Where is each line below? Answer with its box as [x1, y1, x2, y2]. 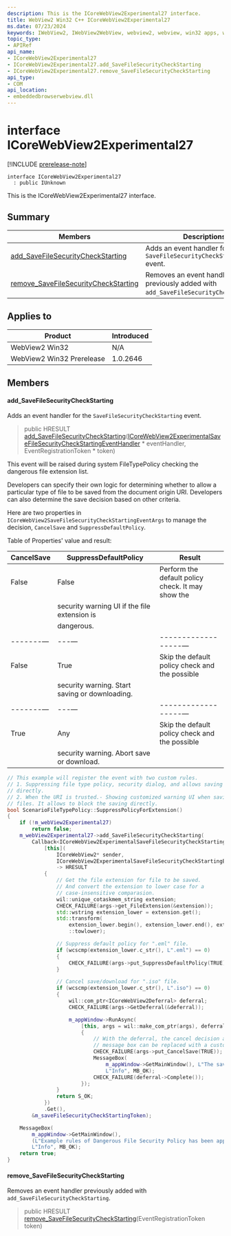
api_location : [7, 87, 48, 93]
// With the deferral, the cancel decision [93, 1035, 220, 1042]
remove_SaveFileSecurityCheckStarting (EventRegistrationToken [23, 1215, 206, 1223]
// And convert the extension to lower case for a [56, 883, 205, 890]
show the [159, 591, 190, 600]
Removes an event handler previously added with [7, 1187, 147, 1195]
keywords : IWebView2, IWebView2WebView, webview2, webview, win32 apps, [7, 29, 220, 36]
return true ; [19, 1150, 57, 1157]
